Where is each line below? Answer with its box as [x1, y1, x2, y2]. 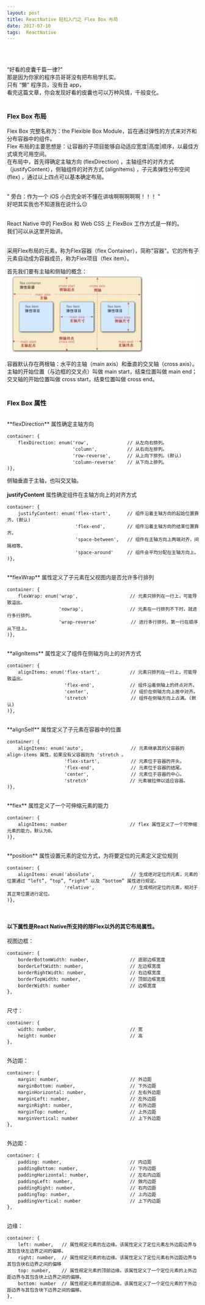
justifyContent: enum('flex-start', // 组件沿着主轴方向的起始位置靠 [18, 511, 199, 517]
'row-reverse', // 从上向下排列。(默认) [72, 453, 182, 459]
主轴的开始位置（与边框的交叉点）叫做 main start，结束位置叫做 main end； [7, 368, 198, 375]
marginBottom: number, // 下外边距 [18, 1083, 157, 1089]
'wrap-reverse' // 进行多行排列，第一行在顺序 [59, 619, 198, 625]
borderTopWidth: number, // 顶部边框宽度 [18, 976, 165, 983]
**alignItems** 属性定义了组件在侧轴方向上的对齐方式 [7, 650, 142, 657]
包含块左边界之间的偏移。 [11, 1248, 67, 1254]
